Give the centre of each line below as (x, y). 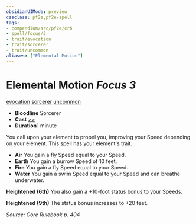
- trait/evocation (29, 39)
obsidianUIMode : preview (37, 12)
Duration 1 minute (36, 126)
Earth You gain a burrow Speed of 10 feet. (66, 161)
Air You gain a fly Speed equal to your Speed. (70, 155)
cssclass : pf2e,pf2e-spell (39, 17)
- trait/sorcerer (27, 45)
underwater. (29, 180)
